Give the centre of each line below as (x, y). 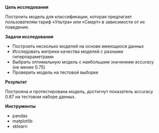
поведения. (17, 27)
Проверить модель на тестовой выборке (55, 72)
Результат (16, 82)
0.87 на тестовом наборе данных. (41, 97)
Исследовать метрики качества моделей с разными (68, 51)
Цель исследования (27, 7)
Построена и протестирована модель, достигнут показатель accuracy (79, 91)
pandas (20, 116)
